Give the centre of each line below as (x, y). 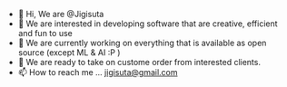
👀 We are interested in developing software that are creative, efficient (148, 24)
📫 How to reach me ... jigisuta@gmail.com (98, 72)
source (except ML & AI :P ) (69, 53)
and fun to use (45, 33)
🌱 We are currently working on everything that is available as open (142, 43)
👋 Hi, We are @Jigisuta (61, 14)
